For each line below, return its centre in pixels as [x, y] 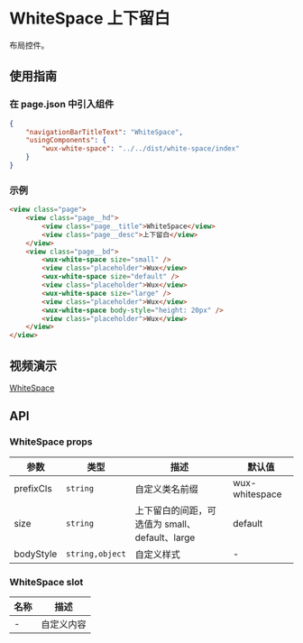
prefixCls [33, 488]
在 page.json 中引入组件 [62, 105]
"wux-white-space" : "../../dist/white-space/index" [141, 149]
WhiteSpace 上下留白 [90, 18]
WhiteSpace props [51, 442]
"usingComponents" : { [66, 141]
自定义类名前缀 [166, 489]
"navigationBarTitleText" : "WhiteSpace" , [104, 132]
